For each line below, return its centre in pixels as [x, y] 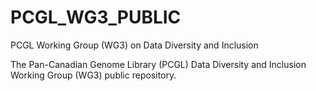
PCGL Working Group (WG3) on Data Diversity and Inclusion [134, 45]
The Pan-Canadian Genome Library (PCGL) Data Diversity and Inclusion [158, 64]
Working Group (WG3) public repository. [93, 75]
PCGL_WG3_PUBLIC [96, 17]
